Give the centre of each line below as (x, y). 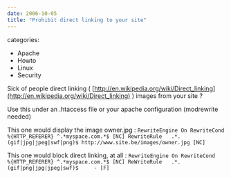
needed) (19, 116)
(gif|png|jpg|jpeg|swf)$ (43, 168)
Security (29, 75)
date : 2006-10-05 (32, 13)
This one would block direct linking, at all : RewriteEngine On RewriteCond (111, 155)
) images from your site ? (167, 96)
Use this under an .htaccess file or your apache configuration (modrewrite (113, 109)
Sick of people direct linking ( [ (51, 88)
